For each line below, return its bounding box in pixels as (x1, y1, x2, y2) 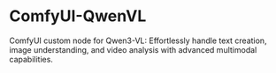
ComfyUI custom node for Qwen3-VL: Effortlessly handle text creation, (9, 35, 267, 46)
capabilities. (9, 54, 53, 64)
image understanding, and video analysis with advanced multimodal (9, 44, 257, 55)
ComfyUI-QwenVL (9, 6, 147, 26)
